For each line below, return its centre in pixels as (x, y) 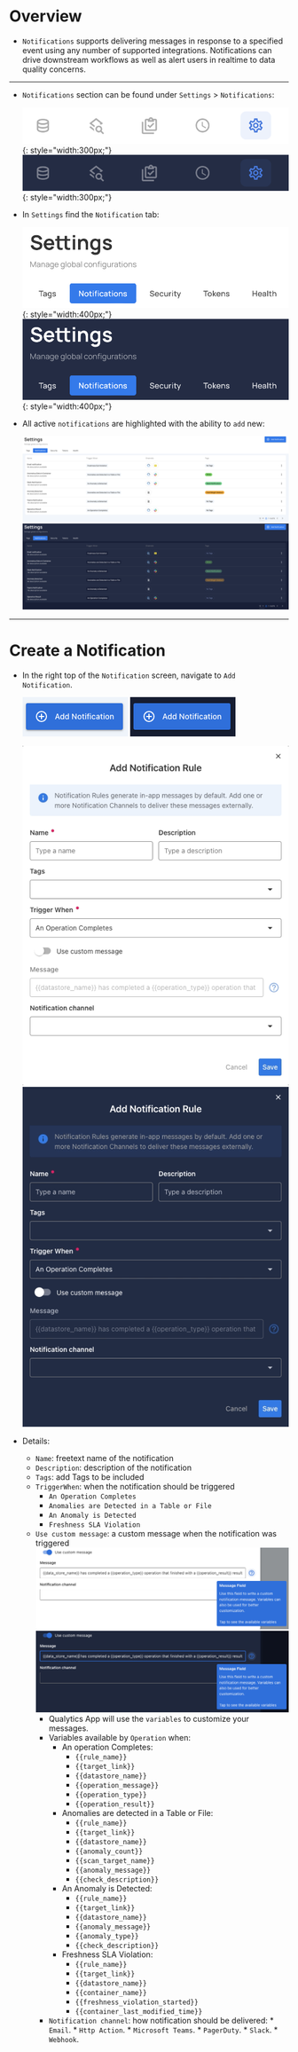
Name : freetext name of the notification (105, 1458)
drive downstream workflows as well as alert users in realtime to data (149, 59)
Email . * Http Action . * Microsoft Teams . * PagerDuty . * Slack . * (163, 2030)
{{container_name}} (111, 1993)
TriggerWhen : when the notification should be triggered (135, 1487)
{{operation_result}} (115, 1804)
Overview (46, 16)
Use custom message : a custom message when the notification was (156, 1534)
